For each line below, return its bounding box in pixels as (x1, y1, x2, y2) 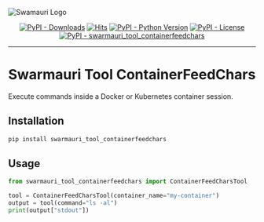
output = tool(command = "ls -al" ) (8, 199, 118, 207)
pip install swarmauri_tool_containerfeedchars (8, 135, 167, 143)
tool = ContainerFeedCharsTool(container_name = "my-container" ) (8, 192, 220, 200)
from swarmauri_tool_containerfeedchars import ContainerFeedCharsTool (8, 177, 247, 186)
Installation (8, 115, 64, 128)
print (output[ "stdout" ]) (8, 206, 90, 215)
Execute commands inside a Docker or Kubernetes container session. (8, 91, 233, 101)
